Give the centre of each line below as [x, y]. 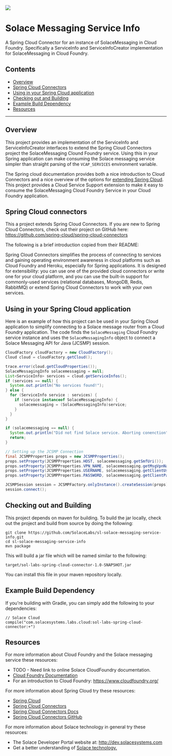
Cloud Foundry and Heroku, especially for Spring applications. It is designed [86, 266]
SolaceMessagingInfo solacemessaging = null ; [55, 371]
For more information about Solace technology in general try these [76, 727]
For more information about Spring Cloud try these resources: [70, 691]
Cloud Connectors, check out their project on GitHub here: [67, 229]
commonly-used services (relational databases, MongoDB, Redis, [74, 282]
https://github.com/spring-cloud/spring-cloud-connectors [67, 235]
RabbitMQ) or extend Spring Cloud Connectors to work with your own [79, 287]
